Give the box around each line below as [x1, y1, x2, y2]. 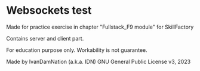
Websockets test [6, 4, 92, 17]
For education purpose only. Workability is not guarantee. [6, 46, 147, 54]
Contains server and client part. [6, 35, 84, 42]
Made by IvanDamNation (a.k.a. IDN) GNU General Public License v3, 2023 [6, 58, 191, 65]
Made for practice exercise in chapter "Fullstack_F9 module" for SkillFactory [6, 23, 194, 30]
